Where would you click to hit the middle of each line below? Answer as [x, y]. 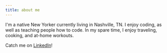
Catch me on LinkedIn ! [29, 45]
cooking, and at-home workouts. [40, 35]
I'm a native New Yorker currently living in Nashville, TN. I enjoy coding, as [83, 24]
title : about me [22, 10]
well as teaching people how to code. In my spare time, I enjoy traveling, [81, 30]
